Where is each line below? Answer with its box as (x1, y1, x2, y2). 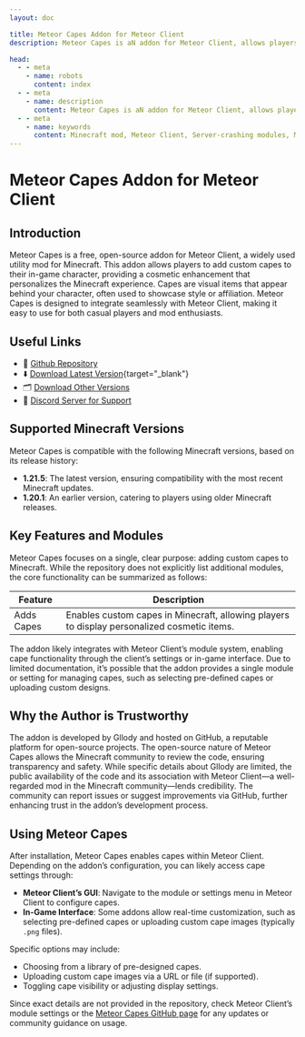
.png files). (22, 926, 64, 937)
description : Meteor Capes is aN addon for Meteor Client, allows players (9, 38, 299, 47)
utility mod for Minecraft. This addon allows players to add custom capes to (9, 259, 292, 270)
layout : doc (9, 13, 54, 23)
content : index (33, 80, 92, 89)
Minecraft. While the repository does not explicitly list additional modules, (9, 561, 284, 573)
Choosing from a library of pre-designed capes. (22, 961, 202, 972)
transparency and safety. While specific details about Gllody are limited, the (9, 761, 292, 772)
